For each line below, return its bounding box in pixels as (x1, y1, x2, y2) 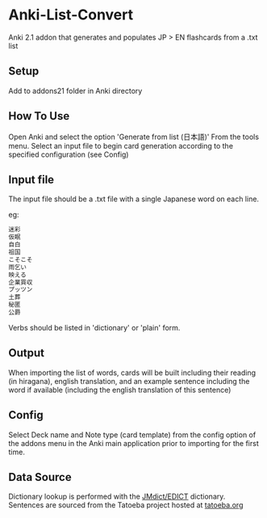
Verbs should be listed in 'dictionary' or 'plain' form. (8, 322, 181, 332)
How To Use (8, 109, 70, 123)
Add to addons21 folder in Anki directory (8, 86, 143, 95)
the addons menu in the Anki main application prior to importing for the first (8, 438, 260, 448)
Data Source (8, 470, 72, 484)
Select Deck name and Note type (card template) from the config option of (8, 430, 257, 440)
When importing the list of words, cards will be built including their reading (8, 368, 257, 377)
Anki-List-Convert (8, 6, 134, 24)
